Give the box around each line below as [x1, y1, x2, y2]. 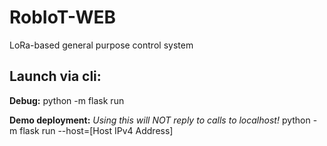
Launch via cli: [9, 68, 102, 85]
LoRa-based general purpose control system [9, 39, 194, 51]
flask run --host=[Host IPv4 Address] [19, 124, 174, 136]
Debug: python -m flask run [9, 94, 125, 106]
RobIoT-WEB [9, 6, 116, 29]
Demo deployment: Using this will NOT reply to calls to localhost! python [9, 114, 311, 126]
